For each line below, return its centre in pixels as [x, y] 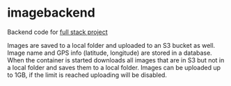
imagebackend [51, 13]
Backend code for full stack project [57, 32]
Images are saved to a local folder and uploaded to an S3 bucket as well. [111, 45]
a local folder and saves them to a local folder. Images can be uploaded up [114, 67]
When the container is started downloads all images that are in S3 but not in [116, 60]
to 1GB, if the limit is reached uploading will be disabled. [87, 75]
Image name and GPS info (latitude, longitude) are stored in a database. [110, 53]
